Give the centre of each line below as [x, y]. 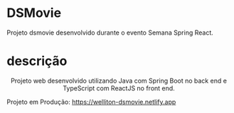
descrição [37, 61]
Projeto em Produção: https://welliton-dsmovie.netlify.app [91, 102]
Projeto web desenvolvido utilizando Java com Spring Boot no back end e [119, 81]
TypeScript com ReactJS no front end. [119, 88]
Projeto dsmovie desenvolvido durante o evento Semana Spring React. [110, 32]
